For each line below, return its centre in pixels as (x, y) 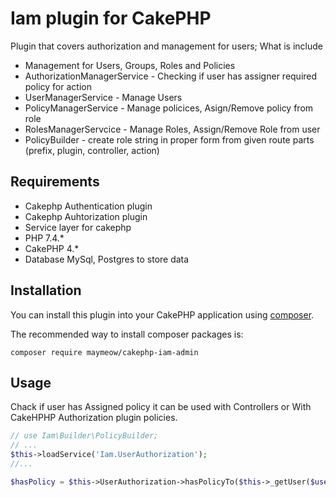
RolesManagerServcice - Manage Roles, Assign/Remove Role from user (172, 129)
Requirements (55, 182)
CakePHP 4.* (52, 248)
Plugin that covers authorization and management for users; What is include (166, 46)
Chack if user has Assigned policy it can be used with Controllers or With (161, 407)
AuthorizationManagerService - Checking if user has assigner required (171, 76)
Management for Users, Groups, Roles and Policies (130, 65)
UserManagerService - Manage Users (103, 97)
